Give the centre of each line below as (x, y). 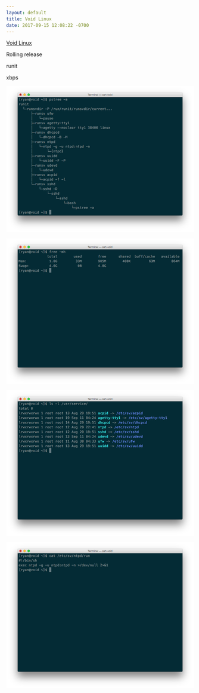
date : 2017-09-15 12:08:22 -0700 (48, 25)
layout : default (26, 13)
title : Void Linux (29, 19)
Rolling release (24, 54)
